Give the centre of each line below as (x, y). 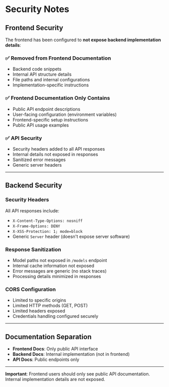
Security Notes (37, 9)
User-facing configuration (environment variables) (65, 114)
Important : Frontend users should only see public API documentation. (77, 374)
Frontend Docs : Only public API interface (55, 349)
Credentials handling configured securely (55, 316)
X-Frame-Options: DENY (36, 226)
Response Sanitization (33, 249)
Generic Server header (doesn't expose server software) (71, 236)
